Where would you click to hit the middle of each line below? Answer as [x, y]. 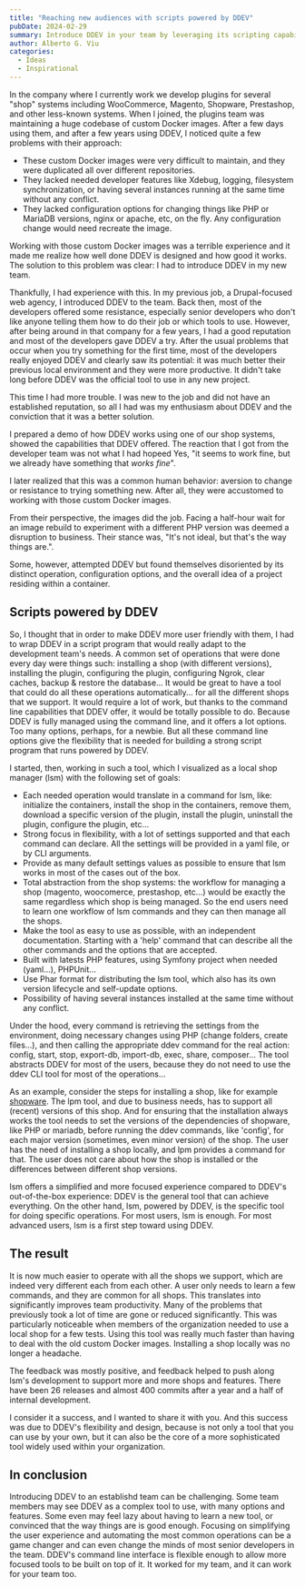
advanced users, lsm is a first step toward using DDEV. [112, 1225]
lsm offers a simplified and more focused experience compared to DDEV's [148, 1186]
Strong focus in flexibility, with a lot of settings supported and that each [156, 834]
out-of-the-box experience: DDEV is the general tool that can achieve [139, 1196]
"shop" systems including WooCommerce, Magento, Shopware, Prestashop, [152, 104]
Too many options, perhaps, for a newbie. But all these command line [139, 731]
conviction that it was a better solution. [82, 416]
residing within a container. [60, 583]
